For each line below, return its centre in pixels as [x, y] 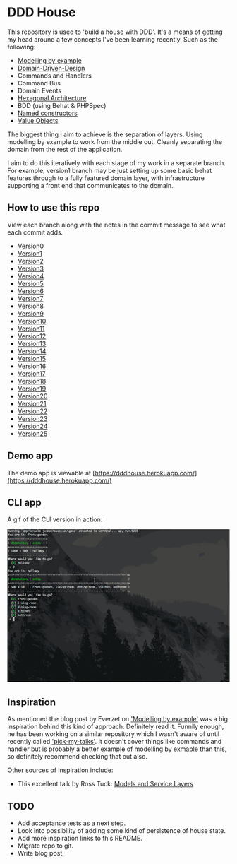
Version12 [32, 336]
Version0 [31, 246]
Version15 [32, 358]
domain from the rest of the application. [65, 149]
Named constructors [47, 113]
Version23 [32, 418]
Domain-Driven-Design [51, 68]
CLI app [24, 502]
